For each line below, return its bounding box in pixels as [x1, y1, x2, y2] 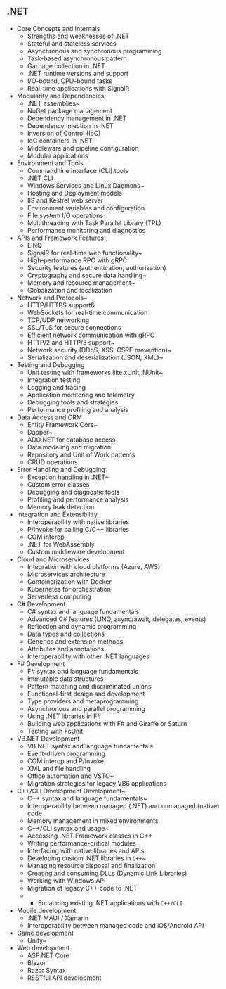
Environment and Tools [16, 158, 84, 167]
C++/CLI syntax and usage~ [27, 824, 109, 832]
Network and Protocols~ [16, 293, 88, 302]
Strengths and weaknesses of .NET [27, 32, 130, 40]
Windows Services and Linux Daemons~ [27, 181, 145, 189]
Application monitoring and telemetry [27, 390, 135, 399]
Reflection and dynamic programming [27, 622, 137, 630]
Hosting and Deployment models [27, 189, 122, 197]
